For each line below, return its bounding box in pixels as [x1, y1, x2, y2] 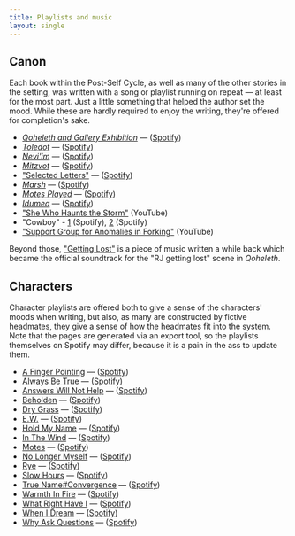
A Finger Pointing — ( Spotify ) [21, 367, 130, 377]
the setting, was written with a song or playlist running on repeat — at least [9, 87, 283, 97]
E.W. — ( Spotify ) [21, 414, 82, 424]
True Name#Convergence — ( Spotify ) [21, 479, 161, 490]
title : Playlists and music [9, 12, 113, 22]
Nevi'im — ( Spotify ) [21, 151, 95, 162]
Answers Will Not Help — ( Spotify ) [21, 385, 148, 396]
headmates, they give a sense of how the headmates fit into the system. [9, 321, 271, 332]
